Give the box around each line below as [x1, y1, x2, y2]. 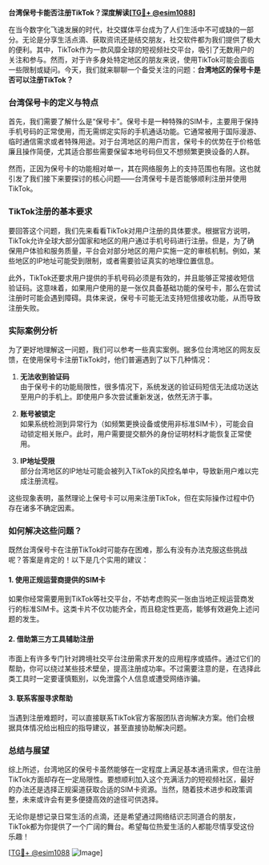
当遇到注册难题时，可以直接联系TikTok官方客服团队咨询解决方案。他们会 [8, 713, 248, 722]
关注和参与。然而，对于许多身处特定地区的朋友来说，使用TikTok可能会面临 [8, 55, 255, 64]
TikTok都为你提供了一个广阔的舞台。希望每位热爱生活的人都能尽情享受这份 [8, 822, 255, 831]
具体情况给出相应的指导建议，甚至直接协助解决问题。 [14, 722, 191, 733]
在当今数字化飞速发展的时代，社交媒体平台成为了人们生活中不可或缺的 [8, 25, 240, 35]
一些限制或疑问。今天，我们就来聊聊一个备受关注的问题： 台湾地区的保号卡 [8, 65, 254, 75]
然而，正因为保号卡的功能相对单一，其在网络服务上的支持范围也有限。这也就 [8, 164, 261, 173]
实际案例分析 [8, 325, 58, 336]
